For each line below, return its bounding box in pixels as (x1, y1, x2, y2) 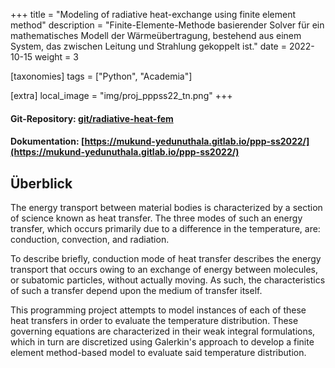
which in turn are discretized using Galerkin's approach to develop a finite (10, 336, 315, 348)
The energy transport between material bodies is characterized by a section (10, 202, 323, 213)
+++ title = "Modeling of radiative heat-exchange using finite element (10, 9, 297, 20)
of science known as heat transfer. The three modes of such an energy (10, 212, 303, 224)
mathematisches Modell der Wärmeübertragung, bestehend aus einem (10, 30, 302, 41)
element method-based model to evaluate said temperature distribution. (10, 347, 307, 358)
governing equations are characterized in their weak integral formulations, (10, 325, 316, 337)
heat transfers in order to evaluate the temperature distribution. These (10, 315, 299, 326)
